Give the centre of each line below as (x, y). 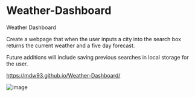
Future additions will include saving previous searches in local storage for (97, 57)
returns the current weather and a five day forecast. (71, 45)
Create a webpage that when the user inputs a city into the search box (94, 39)
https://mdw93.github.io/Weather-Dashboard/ (63, 75)
